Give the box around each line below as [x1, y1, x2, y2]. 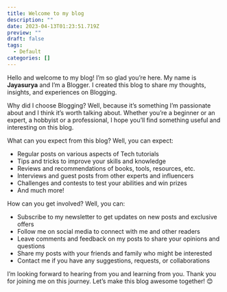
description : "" [7, 16, 53, 23]
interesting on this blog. [7, 123, 74, 131]
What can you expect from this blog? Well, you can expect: [7, 136, 174, 145]
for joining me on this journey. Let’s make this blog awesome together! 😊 [7, 277, 213, 285]
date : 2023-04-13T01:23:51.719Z [7, 23, 99, 29]
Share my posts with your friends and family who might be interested [16, 249, 213, 257]
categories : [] [7, 55, 51, 62]
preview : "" [7, 29, 41, 36]
